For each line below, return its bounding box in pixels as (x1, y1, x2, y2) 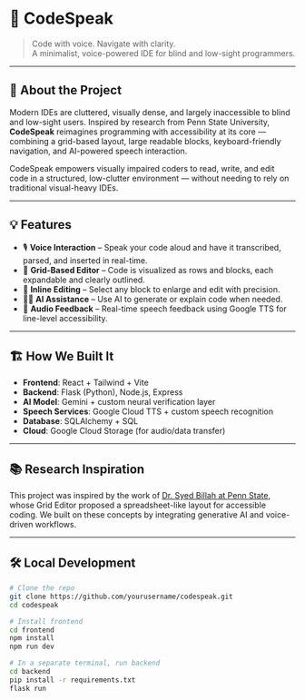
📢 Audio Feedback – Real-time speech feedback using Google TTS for (22, 303, 288, 314)
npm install (9, 634, 54, 643)
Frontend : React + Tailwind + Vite (22, 377, 150, 389)
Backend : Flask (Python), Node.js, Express (22, 387, 183, 398)
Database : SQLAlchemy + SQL (22, 416, 139, 427)
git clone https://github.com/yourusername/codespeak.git (9, 592, 233, 601)
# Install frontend (9, 616, 84, 626)
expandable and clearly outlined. (22, 274, 145, 285)
